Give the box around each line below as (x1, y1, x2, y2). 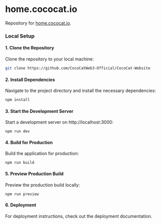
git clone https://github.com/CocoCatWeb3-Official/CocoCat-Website (5, 66, 151, 71)
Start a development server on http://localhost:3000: (5, 119, 114, 125)
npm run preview (5, 191, 39, 196)
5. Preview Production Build (5, 171, 64, 177)
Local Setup (5, 32, 35, 39)
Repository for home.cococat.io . (5, 20, 71, 26)
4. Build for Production (5, 139, 53, 145)
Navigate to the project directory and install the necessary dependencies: (5, 87, 156, 93)
